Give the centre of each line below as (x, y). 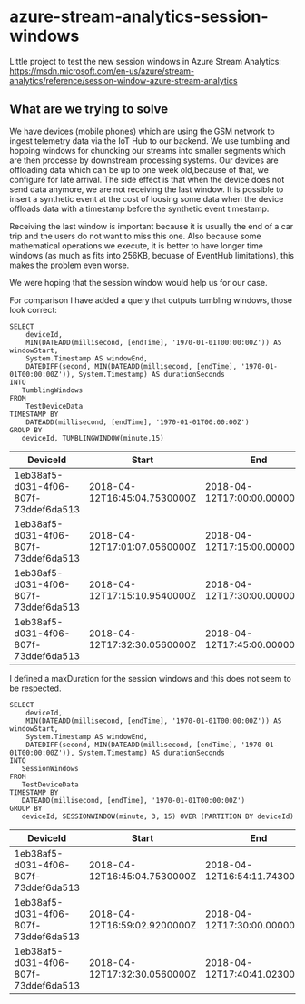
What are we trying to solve (89, 110)
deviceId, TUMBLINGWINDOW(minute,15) (93, 438)
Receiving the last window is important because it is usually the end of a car (152, 226)
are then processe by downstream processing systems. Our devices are (144, 160)
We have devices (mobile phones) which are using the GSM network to (142, 131)
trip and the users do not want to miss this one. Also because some (135, 236)
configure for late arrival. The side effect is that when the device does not (147, 179)
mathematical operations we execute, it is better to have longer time (136, 245)
